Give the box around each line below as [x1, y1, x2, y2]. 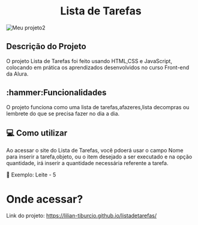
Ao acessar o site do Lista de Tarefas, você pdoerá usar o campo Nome [6, 147, 184, 154]
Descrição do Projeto [6, 41, 86, 52]
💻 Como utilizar [6, 128, 68, 138]
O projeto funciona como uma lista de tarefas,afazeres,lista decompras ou [6, 103, 190, 110]
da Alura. [6, 70, 29, 77]
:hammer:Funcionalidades [6, 88, 107, 98]
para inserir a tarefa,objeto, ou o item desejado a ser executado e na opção [6, 153, 193, 160]
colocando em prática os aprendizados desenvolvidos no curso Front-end [6, 64, 190, 71]
